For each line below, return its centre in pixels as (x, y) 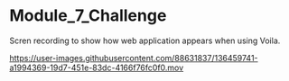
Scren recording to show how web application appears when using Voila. (145, 40)
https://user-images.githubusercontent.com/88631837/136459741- (134, 58)
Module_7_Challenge (88, 16)
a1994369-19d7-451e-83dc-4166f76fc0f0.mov (97, 67)
